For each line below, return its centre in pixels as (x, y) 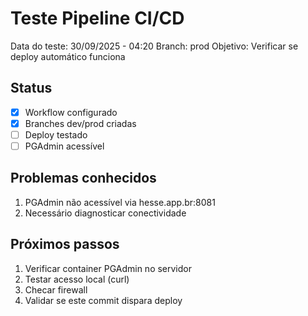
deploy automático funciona (68, 56)
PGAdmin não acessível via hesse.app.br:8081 (120, 202)
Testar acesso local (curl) (77, 279)
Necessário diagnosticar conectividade (105, 213)
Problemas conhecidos (83, 178)
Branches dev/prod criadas (80, 123)
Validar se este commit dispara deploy (103, 300)
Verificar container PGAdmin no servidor (108, 268)
